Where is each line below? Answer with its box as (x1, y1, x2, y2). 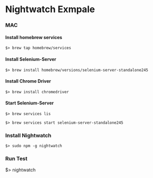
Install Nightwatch (5, 132, 52, 139)
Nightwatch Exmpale (5, 4, 95, 15)
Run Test (5, 155, 28, 162)
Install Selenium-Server (5, 56, 57, 62)
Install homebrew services (5, 34, 62, 40)
